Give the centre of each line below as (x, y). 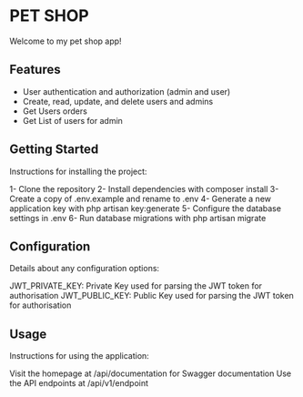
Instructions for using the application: (80, 356)
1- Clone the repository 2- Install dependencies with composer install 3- (144, 188)
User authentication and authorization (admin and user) (126, 91)
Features (35, 70)
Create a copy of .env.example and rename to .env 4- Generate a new (140, 198)
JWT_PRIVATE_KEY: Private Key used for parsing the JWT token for (136, 286)
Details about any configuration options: (85, 269)
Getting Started (54, 150)
